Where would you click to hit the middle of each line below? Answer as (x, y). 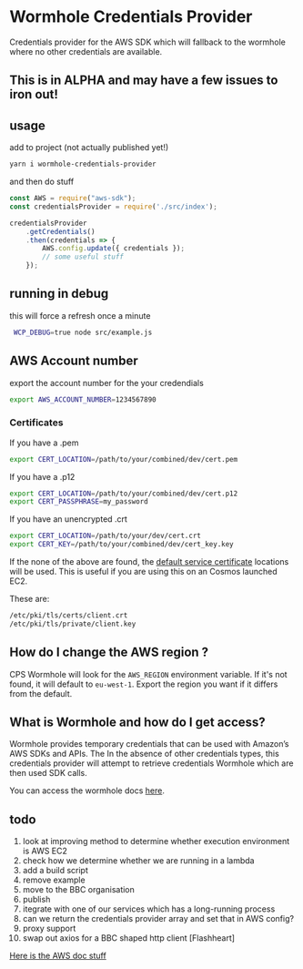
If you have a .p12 (42, 476)
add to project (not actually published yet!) (89, 148)
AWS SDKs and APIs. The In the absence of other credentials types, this (144, 754)
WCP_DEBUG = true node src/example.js (83, 332)
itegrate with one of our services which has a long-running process (149, 909)
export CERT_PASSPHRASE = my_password (79, 502)
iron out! (34, 94)
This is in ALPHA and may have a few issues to (144, 81)
